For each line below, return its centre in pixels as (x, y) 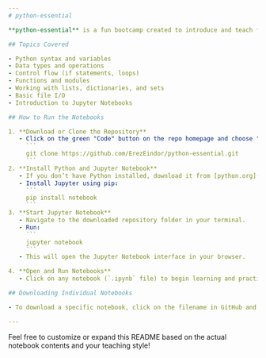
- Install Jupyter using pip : (68, 183)
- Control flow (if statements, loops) (74, 73)
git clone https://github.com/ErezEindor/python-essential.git (132, 154)
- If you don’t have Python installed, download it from (115, 175)
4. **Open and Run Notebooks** (60, 271)
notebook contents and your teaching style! (79, 345)
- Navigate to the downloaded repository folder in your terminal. (132, 220)
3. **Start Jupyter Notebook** (60, 213)
